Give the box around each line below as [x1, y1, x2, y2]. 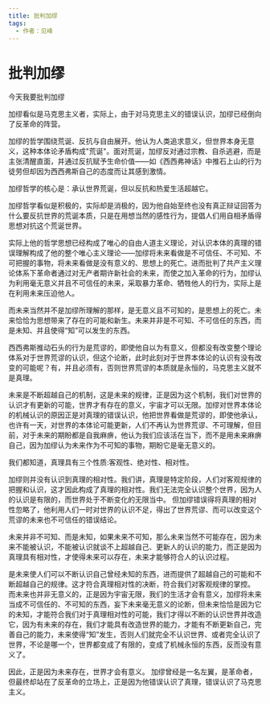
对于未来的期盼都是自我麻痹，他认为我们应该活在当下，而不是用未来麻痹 [22, 430, 262, 440]
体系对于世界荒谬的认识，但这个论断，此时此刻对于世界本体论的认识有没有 [8, 353, 255, 362]
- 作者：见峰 [15, 27, 54, 35]
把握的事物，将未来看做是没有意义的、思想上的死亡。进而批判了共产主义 [14, 259, 255, 268]
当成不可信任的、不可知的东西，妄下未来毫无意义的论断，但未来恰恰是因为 [8, 599, 255, 609]
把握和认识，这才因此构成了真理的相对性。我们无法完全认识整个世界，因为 [8, 485, 255, 495]
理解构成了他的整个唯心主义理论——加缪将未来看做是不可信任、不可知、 [14, 248, 255, 258]
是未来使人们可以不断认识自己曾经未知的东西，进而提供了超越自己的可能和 [8, 569, 255, 579]
